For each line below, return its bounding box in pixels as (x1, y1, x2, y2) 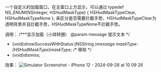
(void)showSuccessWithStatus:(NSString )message (12, 41, 115, 47)
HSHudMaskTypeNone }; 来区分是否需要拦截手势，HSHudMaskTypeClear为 (5, 15, 157, 21)
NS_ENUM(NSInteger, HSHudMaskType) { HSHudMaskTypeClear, (5, 10, 137, 15)
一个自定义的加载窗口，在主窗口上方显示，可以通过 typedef (5, 4, 124, 10)
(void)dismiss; (12, 52, 40, 58)
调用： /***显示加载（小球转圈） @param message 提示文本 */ (5, 32, 130, 37)
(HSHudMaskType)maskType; (12, 47, 72, 52)
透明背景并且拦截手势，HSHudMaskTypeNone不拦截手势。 (5, 21, 123, 27)
